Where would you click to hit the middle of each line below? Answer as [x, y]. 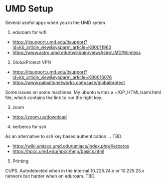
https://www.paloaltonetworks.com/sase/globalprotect [69, 82]
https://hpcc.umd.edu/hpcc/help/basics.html [58, 151]
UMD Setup [29, 9]
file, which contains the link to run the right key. [54, 97]
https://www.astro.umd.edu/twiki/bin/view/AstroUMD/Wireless [77, 52]
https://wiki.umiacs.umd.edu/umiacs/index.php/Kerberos [71, 146]
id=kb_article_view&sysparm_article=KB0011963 [62, 47]
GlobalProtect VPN [32, 62]
